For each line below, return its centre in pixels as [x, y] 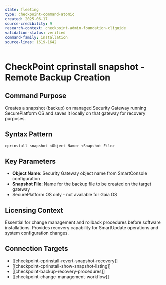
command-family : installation [37, 38]
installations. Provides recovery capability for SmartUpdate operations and [82, 228]
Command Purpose [36, 96]
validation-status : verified [35, 33]
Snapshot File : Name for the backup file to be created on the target [82, 184]
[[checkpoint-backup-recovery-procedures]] [59, 271]
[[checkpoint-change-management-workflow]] [61, 277]
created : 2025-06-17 [27, 19]
